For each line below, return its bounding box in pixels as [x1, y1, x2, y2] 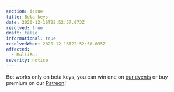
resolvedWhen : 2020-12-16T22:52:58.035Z [6, 41, 106, 47]
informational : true [6, 36, 57, 41]
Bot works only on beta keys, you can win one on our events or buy [6, 73, 168, 80]
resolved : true [6, 24, 43, 31]
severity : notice [6, 57, 48, 63]
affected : [6, 47, 30, 52]
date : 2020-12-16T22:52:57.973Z [6, 19, 85, 25]
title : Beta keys [6, 14, 48, 20]
